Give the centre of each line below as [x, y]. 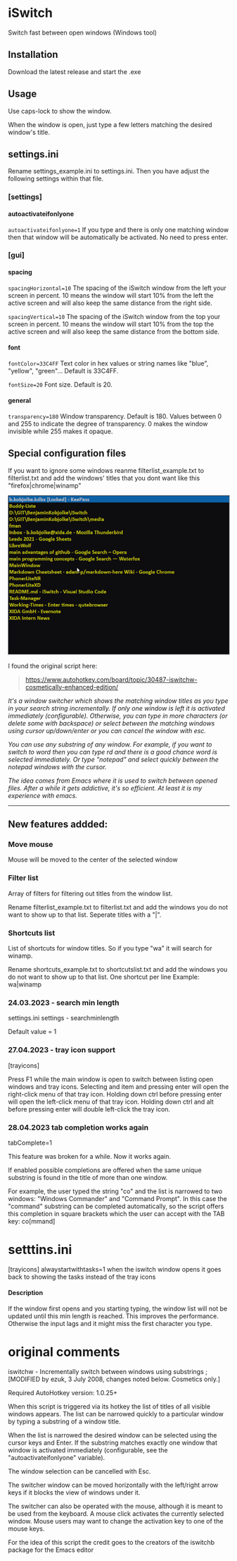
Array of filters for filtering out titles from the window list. [90, 893]
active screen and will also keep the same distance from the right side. [110, 303]
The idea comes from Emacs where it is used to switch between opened [113, 780]
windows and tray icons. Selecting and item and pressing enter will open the [118, 1086]
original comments [64, 1352]
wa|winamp [25, 984]
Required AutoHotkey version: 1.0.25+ [63, 1392]
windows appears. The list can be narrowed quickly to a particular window [116, 1414]
